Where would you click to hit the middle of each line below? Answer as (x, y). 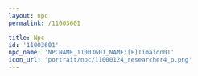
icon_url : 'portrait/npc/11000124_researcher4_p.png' (101, 60)
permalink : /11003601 (45, 23)
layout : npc (28, 16)
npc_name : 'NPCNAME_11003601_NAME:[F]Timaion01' (91, 53)
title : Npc (27, 38)
